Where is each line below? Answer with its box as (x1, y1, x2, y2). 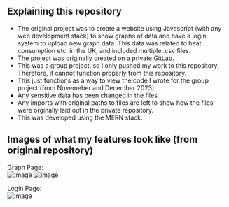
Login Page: (7, 184, 42, 192)
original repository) (7, 145, 94, 157)
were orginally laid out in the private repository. (17, 106, 154, 114)
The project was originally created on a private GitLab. (17, 54, 174, 62)
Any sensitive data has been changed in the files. (17, 91, 160, 99)
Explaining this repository (7, 6, 123, 17)
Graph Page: (7, 163, 43, 171)
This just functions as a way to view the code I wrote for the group (17, 76, 209, 85)
